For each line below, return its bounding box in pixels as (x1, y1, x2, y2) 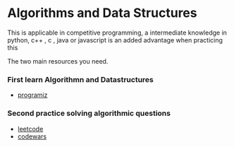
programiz (17, 90, 48, 100)
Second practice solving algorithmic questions (7, 108, 171, 118)
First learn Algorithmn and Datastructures (7, 74, 154, 84)
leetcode (17, 124, 44, 133)
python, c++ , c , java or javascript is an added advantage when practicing (7, 35, 223, 44)
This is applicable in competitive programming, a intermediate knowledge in (7, 28, 228, 37)
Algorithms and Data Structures (7, 5, 197, 21)
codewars (17, 132, 47, 141)
